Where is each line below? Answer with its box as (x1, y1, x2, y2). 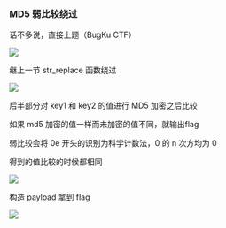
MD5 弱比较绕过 (9, 7, 78, 19)
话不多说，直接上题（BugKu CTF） (9, 29, 136, 41)
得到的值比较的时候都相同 (9, 156, 103, 167)
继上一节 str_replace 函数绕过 (9, 65, 117, 76)
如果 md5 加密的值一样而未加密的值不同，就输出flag (9, 119, 199, 130)
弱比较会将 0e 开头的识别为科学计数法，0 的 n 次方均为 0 (9, 138, 217, 148)
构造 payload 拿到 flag (9, 192, 90, 202)
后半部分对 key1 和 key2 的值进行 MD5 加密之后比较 (9, 100, 198, 111)
